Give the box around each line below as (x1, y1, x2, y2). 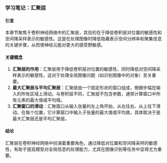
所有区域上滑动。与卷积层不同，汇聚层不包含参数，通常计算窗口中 (21, 91, 157, 97)
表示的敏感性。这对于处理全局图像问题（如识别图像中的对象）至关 (16, 72, 152, 78)
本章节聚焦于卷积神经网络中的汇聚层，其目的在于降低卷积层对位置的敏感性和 (5, 30, 162, 36)
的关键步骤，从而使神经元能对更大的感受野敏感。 (5, 42, 105, 48)
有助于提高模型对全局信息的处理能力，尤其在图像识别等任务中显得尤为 (13, 146, 158, 152)
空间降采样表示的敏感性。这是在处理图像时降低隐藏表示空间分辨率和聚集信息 (5, 36, 162, 42)
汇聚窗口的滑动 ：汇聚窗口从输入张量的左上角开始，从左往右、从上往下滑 (12, 103, 161, 109)
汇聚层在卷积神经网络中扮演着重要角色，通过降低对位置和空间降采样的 (5, 140, 149, 146)
